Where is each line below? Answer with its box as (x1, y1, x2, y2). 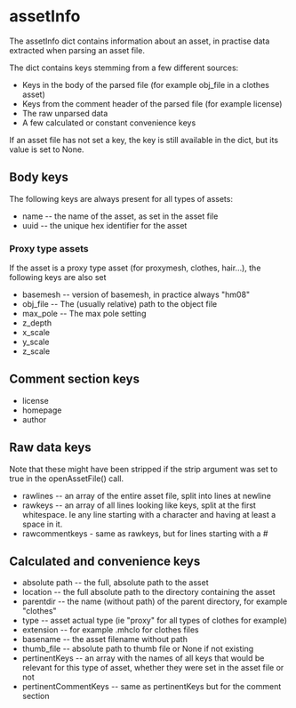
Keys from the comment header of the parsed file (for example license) (21, 98, 283, 109)
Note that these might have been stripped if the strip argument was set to (9, 463, 278, 474)
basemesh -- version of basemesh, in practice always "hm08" (21, 289, 251, 300)
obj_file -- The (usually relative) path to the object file (21, 299, 218, 310)
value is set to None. (9, 144, 84, 155)
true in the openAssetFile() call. (9, 473, 124, 484)
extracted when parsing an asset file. (9, 44, 145, 55)
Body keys (9, 170, 69, 185)
